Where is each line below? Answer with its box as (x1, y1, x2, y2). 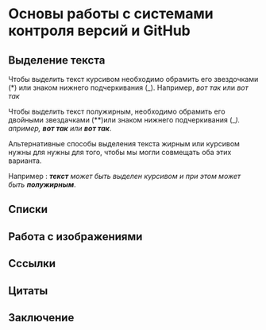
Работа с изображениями (8, 230, 143, 243)
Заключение (8, 311, 75, 324)
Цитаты (8, 284, 48, 297)
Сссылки (8, 257, 56, 270)
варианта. (8, 156, 42, 165)
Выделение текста (8, 53, 106, 67)
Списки (8, 203, 48, 216)
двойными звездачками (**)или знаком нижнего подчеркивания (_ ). (8, 115, 241, 124)
